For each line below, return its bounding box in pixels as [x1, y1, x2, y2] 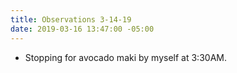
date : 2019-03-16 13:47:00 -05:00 [10, 24, 155, 34]
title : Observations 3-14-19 [10, 14, 132, 25]
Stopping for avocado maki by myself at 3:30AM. [24, 51, 227, 63]
